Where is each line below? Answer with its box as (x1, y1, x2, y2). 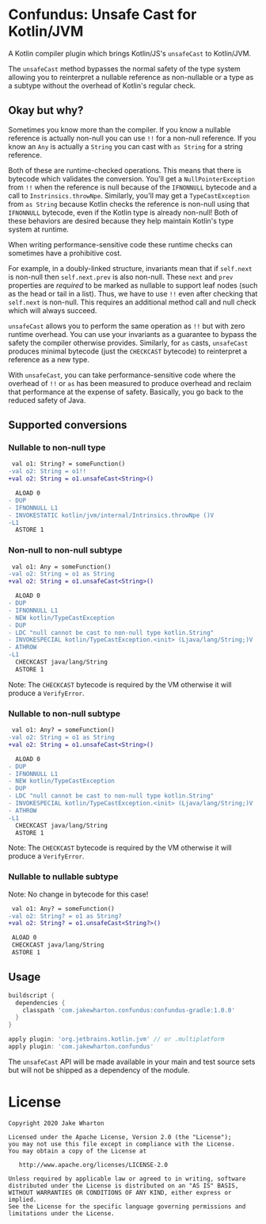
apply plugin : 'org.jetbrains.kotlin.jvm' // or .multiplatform (8, 1035, 225, 1043)
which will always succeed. (8, 305, 97, 315)
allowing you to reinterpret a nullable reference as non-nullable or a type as (8, 72, 254, 82)
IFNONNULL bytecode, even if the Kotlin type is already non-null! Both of (8, 208, 239, 217)
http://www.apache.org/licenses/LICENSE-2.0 (18, 1161, 169, 1169)
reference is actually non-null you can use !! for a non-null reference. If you (8, 133, 256, 143)
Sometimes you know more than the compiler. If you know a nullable (8, 124, 231, 134)
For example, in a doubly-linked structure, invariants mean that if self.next (8, 263, 253, 273)
